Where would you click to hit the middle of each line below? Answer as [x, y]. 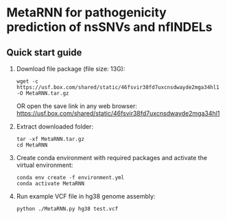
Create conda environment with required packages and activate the [111, 158]
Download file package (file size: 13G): [71, 69]
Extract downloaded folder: [55, 127]
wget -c [27, 81]
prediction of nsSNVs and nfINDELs [110, 27]
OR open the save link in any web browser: [77, 106]
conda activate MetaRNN [50, 183]
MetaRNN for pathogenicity [87, 13]
